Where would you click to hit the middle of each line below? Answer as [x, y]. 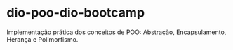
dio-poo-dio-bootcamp [76, 13]
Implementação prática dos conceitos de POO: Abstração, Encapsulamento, [116, 32]
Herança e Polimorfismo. [42, 39]
